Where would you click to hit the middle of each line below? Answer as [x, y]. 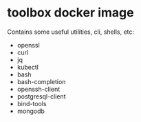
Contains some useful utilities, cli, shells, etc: [71, 32]
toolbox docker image [70, 13]
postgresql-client [41, 96]
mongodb [31, 111]
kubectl [28, 67]
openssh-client [39, 89]
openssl [28, 45]
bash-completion [41, 81]
